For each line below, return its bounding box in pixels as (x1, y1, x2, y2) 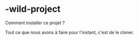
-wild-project (5, 3, 61, 15)
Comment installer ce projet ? (5, 20, 65, 26)
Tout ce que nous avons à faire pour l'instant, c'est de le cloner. (5, 29, 134, 35)
